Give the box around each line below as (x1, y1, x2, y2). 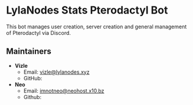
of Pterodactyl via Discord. (6, 29, 71, 36)
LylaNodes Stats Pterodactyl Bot (6, 4, 168, 17)
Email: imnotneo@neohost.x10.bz (23, 87, 104, 94)
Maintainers (6, 47, 52, 57)
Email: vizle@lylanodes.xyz (23, 68, 90, 76)
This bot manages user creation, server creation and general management (6, 23, 187, 30)
